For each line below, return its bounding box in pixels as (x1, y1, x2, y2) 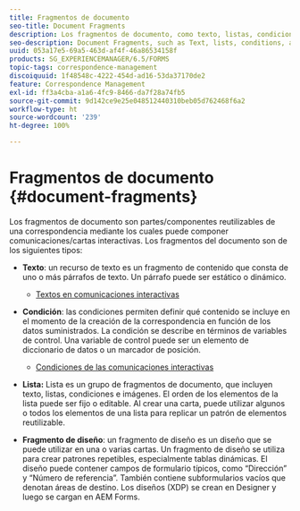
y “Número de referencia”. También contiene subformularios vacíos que (21, 472, 287, 483)
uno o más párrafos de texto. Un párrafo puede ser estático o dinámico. (21, 271, 287, 282)
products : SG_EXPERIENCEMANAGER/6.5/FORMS (9, 55, 170, 64)
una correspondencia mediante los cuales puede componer (9, 226, 229, 236)
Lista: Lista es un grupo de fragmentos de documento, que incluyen (21, 379, 273, 389)
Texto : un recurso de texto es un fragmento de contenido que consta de (21, 261, 288, 273)
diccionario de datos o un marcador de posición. (21, 344, 201, 354)
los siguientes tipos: (9, 244, 83, 255)
